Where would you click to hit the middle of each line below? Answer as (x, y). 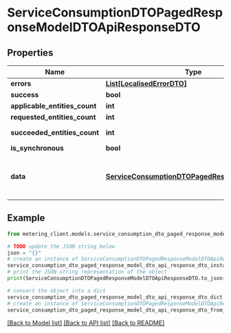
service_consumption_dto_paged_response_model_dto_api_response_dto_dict (115, 297)
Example (26, 218)
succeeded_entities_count (55, 132)
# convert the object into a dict (57, 290)
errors (21, 84)
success (25, 95)
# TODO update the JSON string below (61, 246)
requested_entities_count (53, 117)
